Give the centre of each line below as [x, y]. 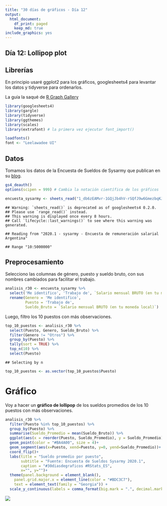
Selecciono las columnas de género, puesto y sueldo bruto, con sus [75, 274]
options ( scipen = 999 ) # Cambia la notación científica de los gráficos [82, 189]
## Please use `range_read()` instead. [46, 212]
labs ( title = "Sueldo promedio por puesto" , [56, 457]
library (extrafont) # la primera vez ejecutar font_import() [70, 129]
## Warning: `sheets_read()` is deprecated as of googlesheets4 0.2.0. [81, 207]
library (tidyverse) [25, 115]
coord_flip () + [24, 452]
